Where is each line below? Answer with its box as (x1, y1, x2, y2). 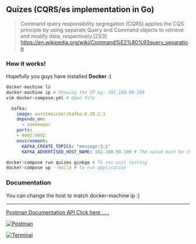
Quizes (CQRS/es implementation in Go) (6, 5, 155, 15)
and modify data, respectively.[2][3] (20, 32, 107, 40)
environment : (16, 138, 48, 144)
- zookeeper (21, 122, 51, 128)
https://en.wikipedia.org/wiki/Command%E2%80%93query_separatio (20, 39, 188, 46)
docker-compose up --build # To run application (6, 165, 127, 171)
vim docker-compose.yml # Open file (6, 95, 95, 101)
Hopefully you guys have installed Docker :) (6, 73, 112, 80)
